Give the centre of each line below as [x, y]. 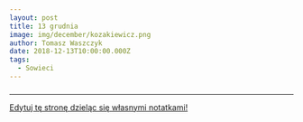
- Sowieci [36, 69]
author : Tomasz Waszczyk [56, 43]
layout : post [34, 18]
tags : [19, 60]
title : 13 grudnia [44, 26]
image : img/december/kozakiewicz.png [80, 34]
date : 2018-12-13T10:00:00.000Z [70, 52]
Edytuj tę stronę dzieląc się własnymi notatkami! [99, 107]
